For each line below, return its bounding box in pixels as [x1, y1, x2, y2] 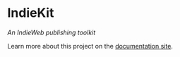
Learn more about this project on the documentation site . [7, 42, 173, 50]
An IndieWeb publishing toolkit [7, 28, 96, 37]
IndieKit [7, 5, 54, 21]
